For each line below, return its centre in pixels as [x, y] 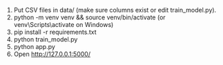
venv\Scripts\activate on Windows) [64, 25]
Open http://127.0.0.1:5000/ [52, 54]
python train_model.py [46, 39]
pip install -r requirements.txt [55, 32]
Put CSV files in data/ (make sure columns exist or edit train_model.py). [115, 10]
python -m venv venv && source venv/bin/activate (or [89, 17]
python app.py [34, 47]
